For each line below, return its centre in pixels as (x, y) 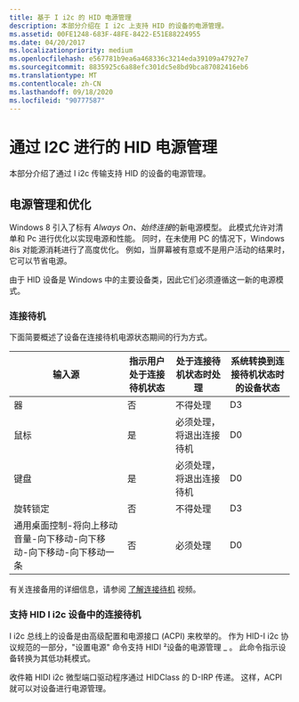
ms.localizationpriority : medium (71, 51)
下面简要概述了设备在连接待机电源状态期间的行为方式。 (110, 337)
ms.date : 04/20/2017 (48, 42)
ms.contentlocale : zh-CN (55, 84)
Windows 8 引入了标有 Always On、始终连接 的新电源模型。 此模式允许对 (142, 227)
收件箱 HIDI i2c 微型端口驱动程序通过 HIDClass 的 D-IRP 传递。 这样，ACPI (146, 677)
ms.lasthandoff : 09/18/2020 (61, 92)
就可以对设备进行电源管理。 (60, 688)
